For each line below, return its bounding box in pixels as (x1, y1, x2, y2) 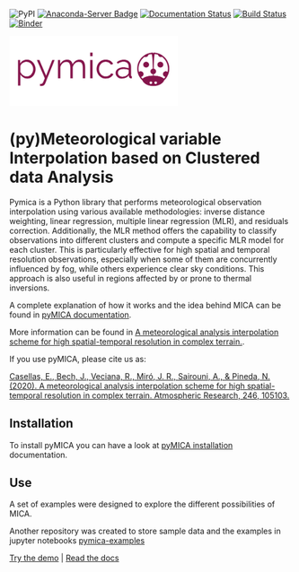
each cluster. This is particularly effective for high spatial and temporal (9, 244, 270, 255)
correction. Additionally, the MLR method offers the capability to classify (9, 225, 277, 236)
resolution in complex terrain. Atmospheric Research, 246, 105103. (44, 390, 290, 401)
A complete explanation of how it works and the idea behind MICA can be (9, 299, 282, 310)
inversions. (9, 282, 50, 293)
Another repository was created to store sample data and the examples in (9, 525, 281, 537)
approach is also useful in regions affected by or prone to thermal (9, 273, 252, 283)
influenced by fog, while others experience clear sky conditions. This (9, 263, 265, 273)
